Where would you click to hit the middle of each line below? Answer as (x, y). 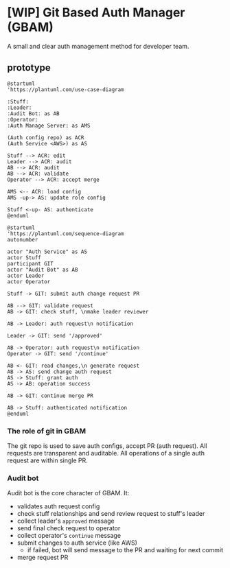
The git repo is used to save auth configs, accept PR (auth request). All (107, 446)
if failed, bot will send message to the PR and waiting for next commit (125, 550)
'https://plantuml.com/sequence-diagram (66, 234)
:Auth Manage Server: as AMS (49, 126)
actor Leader (26, 276)
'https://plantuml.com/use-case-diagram (66, 90)
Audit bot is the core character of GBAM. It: (68, 493)
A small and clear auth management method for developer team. (98, 46)
